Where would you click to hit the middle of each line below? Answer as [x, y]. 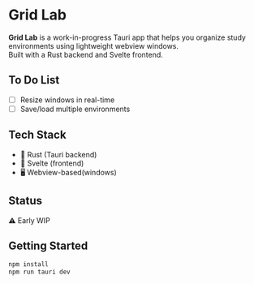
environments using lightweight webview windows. [94, 45]
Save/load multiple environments [75, 109]
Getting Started [48, 245]
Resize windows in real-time [67, 100]
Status [26, 201]
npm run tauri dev [39, 272]
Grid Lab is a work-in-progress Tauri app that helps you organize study [127, 37]
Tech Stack [37, 135]
